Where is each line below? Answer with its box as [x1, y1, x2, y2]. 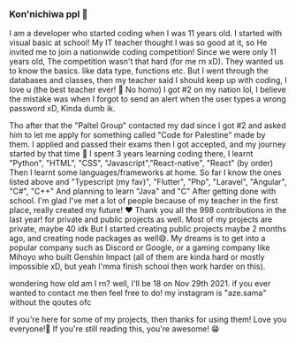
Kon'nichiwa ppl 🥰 [9, 8, 88, 20]
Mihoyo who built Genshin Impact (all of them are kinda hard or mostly [9, 252, 265, 263]
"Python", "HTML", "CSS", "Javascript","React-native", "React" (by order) [9, 158, 274, 169]
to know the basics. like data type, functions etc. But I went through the [9, 65, 269, 76]
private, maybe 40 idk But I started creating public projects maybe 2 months [9, 224, 287, 234]
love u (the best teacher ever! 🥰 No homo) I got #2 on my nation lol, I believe [9, 84, 287, 95]
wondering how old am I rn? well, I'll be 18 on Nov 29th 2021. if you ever [9, 278, 271, 289]
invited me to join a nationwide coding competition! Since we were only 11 [9, 47, 277, 57]
